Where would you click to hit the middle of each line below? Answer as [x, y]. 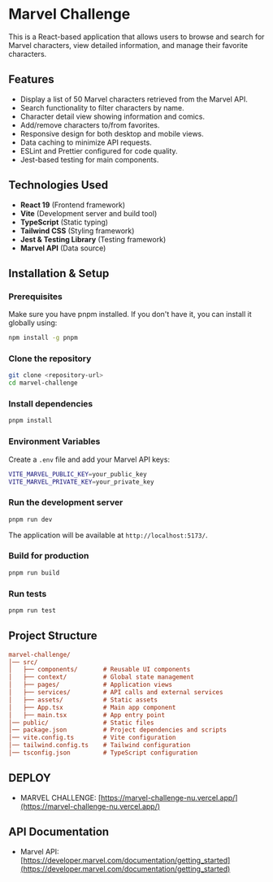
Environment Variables [54, 441]
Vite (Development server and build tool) [89, 213]
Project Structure [53, 636]
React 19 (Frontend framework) [73, 205]
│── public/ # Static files [81, 723]
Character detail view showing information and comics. [113, 116]
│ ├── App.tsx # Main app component [92, 707]
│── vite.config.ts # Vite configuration [92, 738]
